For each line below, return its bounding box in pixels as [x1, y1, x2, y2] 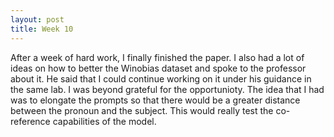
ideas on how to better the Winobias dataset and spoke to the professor [10, 62, 307, 74]
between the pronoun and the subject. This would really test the [10, 104, 274, 116]
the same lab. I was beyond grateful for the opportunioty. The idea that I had [10, 83, 325, 95]
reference [10, 115, 51, 127]
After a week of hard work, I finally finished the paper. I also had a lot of [10, 51, 305, 63]
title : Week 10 [10, 24, 74, 34]
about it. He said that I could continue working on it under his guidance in [10, 72, 312, 85]
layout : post [10, 14, 65, 25]
